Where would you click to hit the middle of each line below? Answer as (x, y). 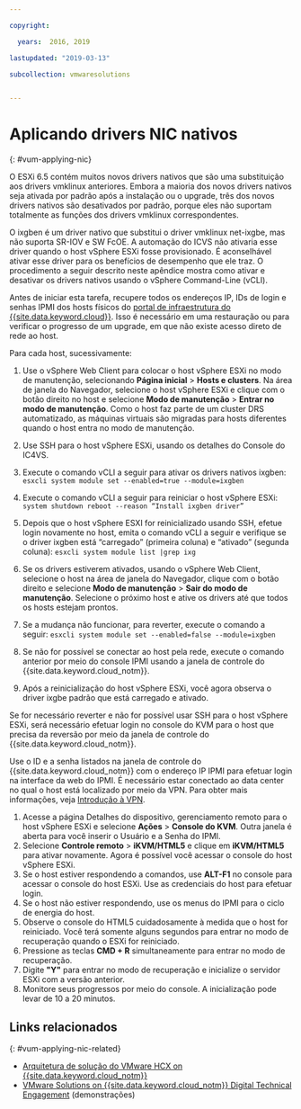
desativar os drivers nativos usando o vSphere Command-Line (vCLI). (138, 281)
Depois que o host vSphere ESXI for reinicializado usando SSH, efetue (152, 523)
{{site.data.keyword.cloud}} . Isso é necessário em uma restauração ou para (150, 317)
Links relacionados (64, 1027)
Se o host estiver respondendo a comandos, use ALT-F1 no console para (157, 874)
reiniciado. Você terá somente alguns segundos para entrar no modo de (155, 932)
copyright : (30, 25)
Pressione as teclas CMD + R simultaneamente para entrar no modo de (154, 951)
